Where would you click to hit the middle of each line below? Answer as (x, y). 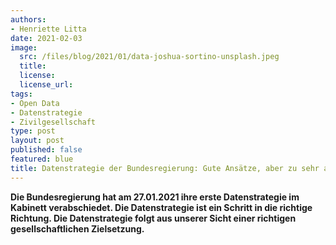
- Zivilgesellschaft (53, 122)
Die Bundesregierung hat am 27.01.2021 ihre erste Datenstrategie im (155, 197)
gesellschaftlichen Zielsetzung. (77, 228)
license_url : (46, 85)
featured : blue (42, 159)
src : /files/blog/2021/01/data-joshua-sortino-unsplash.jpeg (149, 57)
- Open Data (35, 103)
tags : (21, 94)
